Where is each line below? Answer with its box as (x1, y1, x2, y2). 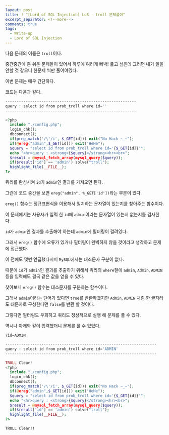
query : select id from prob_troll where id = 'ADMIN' (5, 346, 119, 351)
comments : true (5, 21, 37, 27)
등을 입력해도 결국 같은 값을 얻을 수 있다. (5, 273, 85, 279)
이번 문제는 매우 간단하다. (5, 78, 55, 84)
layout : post (5, 7, 33, 13)
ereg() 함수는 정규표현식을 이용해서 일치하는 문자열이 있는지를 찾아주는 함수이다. (5, 201, 164, 207)
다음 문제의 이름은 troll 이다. (5, 50, 63, 56)
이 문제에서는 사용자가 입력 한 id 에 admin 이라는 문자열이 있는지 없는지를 (5, 211, 146, 217)
